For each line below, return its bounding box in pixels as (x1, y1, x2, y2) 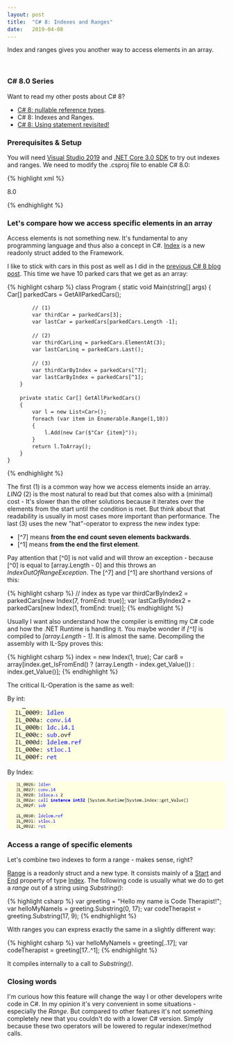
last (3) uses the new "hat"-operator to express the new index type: (7, 520, 200, 528)
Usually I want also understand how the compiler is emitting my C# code (7, 617, 214, 626)
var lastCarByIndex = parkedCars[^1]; (32, 374, 144, 381)
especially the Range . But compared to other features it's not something (7, 1007, 214, 1015)
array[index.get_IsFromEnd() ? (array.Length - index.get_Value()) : (7, 660, 195, 669)
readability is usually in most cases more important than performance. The (7, 512, 221, 520)
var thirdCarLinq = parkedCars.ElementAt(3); (32, 340, 166, 347)
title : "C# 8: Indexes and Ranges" (7, 18, 113, 26)
